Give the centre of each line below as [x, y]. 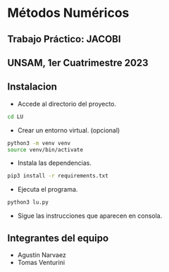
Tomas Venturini [41, 262]
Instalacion [32, 87]
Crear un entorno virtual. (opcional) [69, 130]
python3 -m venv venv [39, 143]
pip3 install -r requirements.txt [58, 176]
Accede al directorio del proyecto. [67, 104]
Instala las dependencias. [54, 163]
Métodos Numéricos [68, 13]
